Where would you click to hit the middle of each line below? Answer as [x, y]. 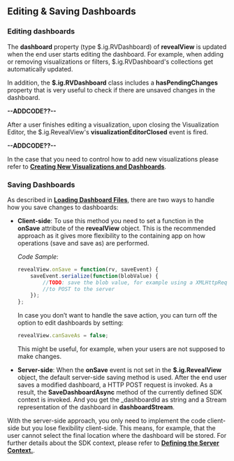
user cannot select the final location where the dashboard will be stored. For [117, 436]
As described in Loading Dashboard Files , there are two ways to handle [111, 199]
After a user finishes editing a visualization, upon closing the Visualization [113, 125]
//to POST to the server [79, 289]
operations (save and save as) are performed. [83, 243]
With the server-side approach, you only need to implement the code [107, 421]
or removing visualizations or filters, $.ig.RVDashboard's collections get [110, 62]
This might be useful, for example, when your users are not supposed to [121, 349]
